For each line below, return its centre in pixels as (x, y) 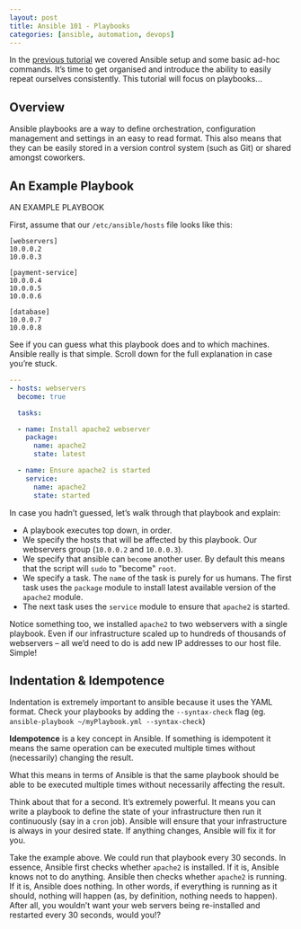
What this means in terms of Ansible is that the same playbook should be (144, 775)
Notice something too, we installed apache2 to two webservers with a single (148, 624)
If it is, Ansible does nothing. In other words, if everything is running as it (143, 887)
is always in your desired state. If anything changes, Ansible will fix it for (143, 831)
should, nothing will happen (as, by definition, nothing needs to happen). (144, 896)
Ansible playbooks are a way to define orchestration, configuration (133, 129)
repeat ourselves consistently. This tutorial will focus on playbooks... (136, 79)
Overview (37, 107)
